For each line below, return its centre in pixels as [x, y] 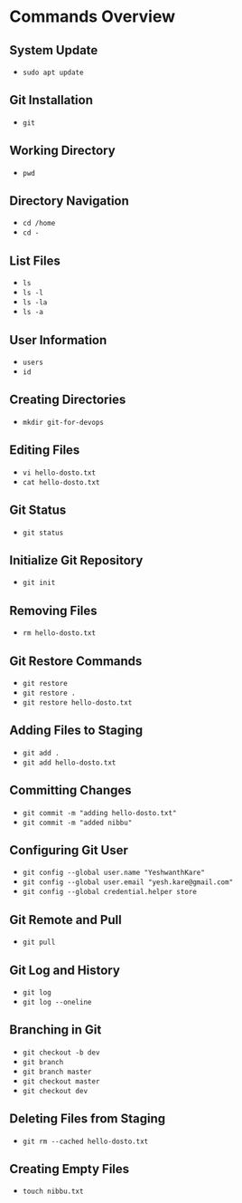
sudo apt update [53, 72]
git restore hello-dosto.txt [77, 703]
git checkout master [61, 1081]
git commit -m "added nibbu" [77, 823]
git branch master [57, 1072]
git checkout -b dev [61, 1053]
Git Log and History [65, 970]
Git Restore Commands [76, 661]
